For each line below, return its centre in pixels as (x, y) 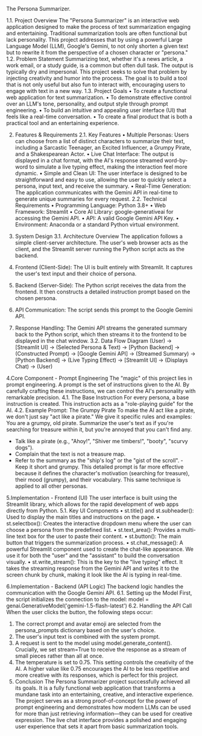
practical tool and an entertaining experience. (63, 123)
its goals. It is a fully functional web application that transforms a (95, 688)
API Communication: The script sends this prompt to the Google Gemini (104, 310)
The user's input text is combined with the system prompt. (87, 637)
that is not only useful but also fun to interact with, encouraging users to (96, 85)
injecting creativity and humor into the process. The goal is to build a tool (97, 78)
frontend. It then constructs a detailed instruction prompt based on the (103, 292)
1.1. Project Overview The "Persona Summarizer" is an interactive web (93, 20)
